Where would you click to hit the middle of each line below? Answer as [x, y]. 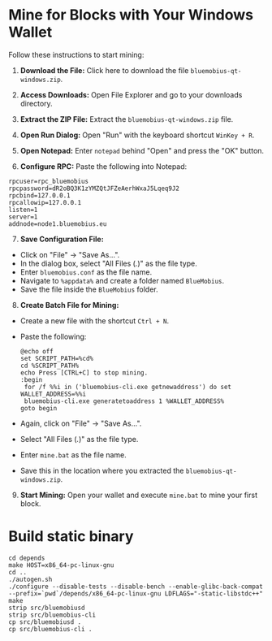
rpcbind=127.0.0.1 [39, 195]
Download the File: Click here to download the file [104, 70]
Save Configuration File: [62, 239]
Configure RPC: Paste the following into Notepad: [104, 166]
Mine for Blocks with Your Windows [131, 15]
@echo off [37, 351]
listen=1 [23, 210]
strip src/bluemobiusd [47, 608]
